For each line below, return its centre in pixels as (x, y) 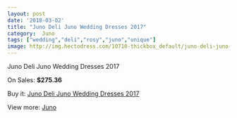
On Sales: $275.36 (35, 80)
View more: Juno (32, 107)
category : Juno (31, 33)
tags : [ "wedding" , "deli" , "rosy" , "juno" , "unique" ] (82, 40)
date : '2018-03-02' (36, 20)
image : (17, 46)
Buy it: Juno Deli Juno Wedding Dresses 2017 (73, 93)
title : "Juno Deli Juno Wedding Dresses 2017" (77, 27)
